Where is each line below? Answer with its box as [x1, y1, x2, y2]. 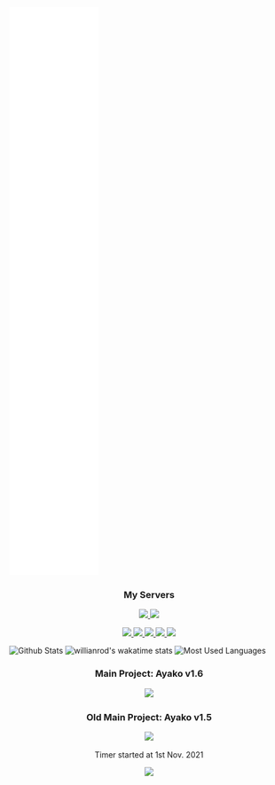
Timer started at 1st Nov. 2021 [94, 749, 204, 760]
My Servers [123, 588, 175, 601]
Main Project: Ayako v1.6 [94, 668, 204, 680]
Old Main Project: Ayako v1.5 [85, 710, 213, 723]
